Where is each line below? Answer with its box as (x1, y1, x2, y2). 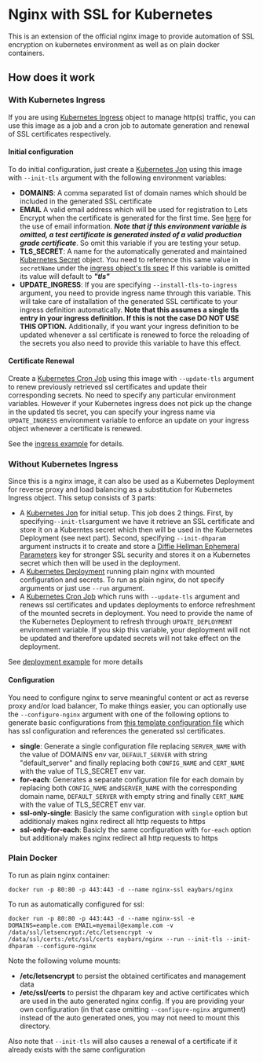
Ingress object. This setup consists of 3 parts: (8, 493, 157, 503)
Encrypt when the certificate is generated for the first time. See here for (19, 213, 252, 222)
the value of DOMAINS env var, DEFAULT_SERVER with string (19, 749, 208, 759)
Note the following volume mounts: (8, 956, 122, 965)
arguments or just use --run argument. (19, 584, 145, 593)
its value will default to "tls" (19, 271, 110, 280)
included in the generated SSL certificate (19, 196, 152, 206)
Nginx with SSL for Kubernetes (8, 5, 214, 24)
